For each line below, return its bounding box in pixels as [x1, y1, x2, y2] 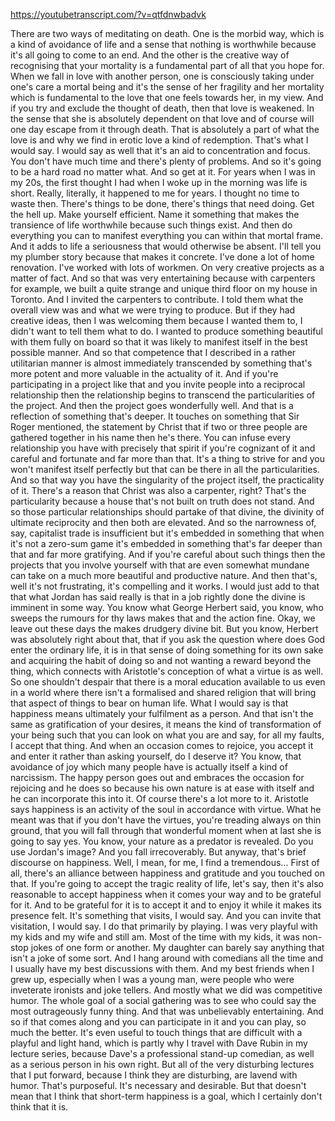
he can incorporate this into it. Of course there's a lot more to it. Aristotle [10, 793, 309, 804]
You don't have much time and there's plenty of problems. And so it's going [10, 155, 322, 167]
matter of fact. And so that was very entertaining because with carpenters [10, 272, 316, 284]
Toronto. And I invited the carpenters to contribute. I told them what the [10, 294, 304, 305]
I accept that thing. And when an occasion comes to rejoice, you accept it [10, 740, 314, 751]
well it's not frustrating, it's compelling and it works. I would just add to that [10, 580, 320, 592]
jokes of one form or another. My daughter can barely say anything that [30, 942, 325, 953]
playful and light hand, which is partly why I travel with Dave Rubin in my [10, 1037, 308, 1049]
